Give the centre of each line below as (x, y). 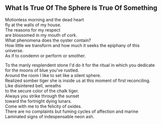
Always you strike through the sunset (42, 96)
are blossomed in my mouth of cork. (41, 35)
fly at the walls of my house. (33, 25)
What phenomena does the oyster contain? (48, 40)
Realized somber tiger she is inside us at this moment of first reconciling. (78, 80)
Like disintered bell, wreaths (33, 85)
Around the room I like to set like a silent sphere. (53, 75)
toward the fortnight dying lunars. (38, 101)
